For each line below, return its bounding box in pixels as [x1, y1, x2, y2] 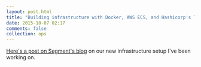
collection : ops [6, 31, 47, 37]
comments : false [6, 25, 47, 32]
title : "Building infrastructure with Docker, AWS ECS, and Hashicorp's [6, 14, 191, 20]
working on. [6, 54, 36, 61]
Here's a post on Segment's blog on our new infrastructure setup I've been [6, 47, 191, 54]
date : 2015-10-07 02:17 [6, 20, 66, 26]
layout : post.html [6, 8, 52, 15]
